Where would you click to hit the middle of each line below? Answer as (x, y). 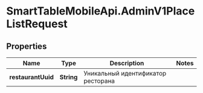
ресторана (99, 81)
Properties (27, 46)
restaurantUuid (32, 77)
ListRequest (37, 24)
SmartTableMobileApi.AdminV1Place (101, 11)
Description (127, 63)
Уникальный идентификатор (125, 73)
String (69, 77)
